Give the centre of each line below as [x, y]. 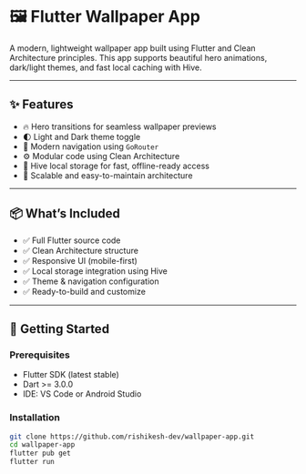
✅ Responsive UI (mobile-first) [80, 260]
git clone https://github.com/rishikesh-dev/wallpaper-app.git [132, 437]
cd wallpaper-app [42, 445]
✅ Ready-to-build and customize [84, 291]
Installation [35, 418]
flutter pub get [40, 454]
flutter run [32, 462]
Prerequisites [40, 355]
